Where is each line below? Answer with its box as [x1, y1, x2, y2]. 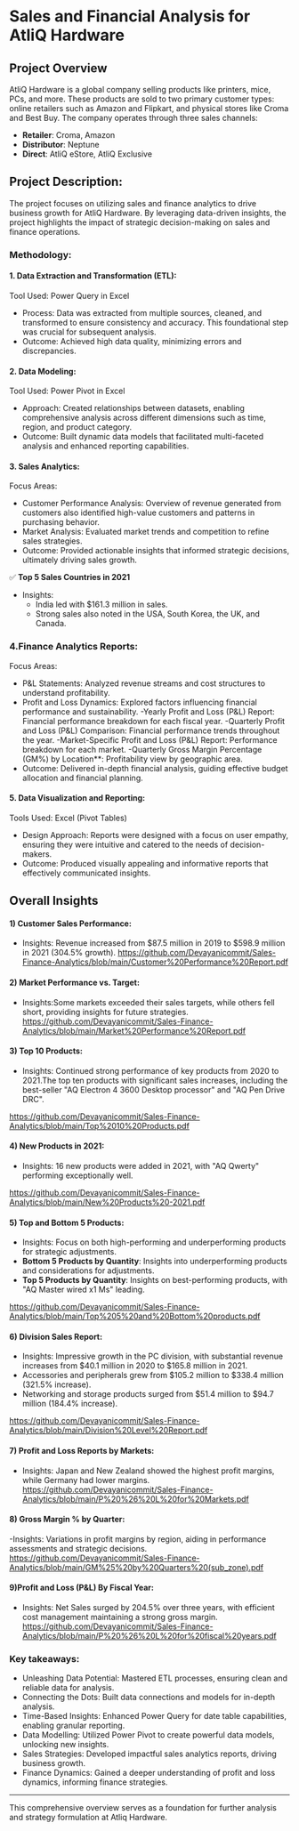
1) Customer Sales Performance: [9, 918, 132, 929]
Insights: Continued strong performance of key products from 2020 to [21, 1065, 279, 1076]
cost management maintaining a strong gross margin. [21, 1612, 218, 1623]
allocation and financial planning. [21, 772, 144, 783]
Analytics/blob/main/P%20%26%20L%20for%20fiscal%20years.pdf [21, 1631, 278, 1641]
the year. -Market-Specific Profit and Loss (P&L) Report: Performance [21, 734, 278, 745]
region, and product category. [21, 422, 132, 432]
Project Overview [9, 60, 108, 76]
